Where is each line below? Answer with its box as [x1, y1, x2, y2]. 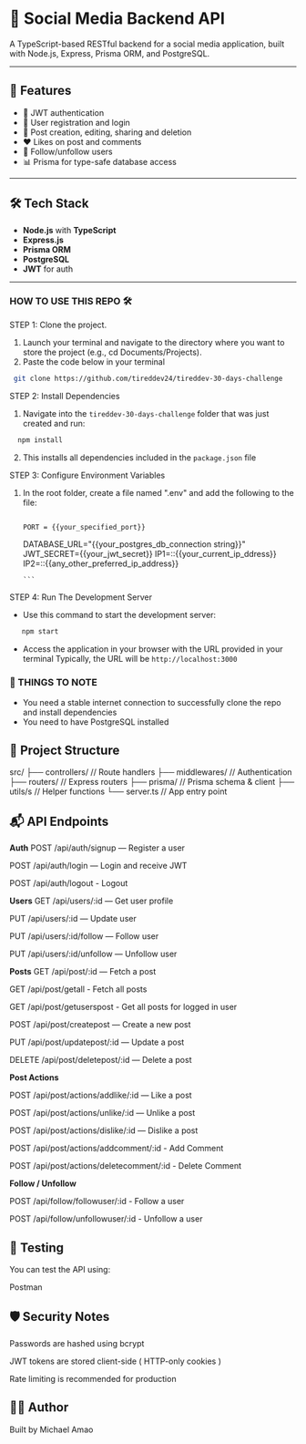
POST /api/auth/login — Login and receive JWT [9, 861, 188, 872]
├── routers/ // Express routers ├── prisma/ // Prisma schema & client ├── [9, 777, 295, 788]
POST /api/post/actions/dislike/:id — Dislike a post [9, 1125, 199, 1136]
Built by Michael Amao [9, 1424, 94, 1435]
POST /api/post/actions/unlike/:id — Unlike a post [9, 1108, 196, 1119]
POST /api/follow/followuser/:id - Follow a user [9, 1196, 185, 1207]
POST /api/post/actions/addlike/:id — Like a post [9, 1089, 193, 1101]
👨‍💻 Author [9, 1399, 69, 1416]
